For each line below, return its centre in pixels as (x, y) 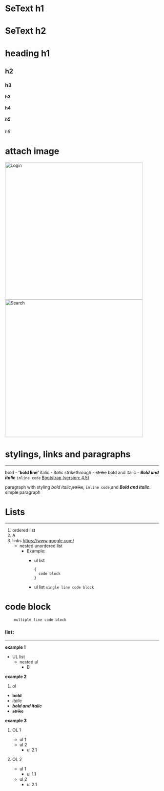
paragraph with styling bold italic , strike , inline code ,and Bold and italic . (78, 487)
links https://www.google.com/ (43, 540)
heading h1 (28, 53)
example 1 (15, 647)
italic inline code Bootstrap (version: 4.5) (47, 478)
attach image (32, 151)
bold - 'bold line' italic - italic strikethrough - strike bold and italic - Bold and (82, 472)
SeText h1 (25, 9)
